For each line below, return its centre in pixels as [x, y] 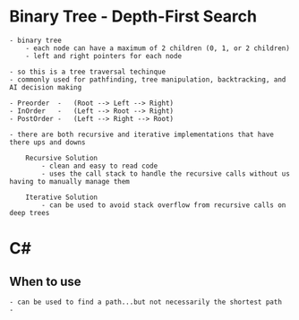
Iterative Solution [62, 197]
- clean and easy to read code [100, 166]
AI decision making [46, 87]
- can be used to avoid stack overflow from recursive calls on [164, 205]
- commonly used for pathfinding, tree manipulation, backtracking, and [148, 79]
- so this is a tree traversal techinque [88, 72]
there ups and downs [48, 142]
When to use [46, 281]
